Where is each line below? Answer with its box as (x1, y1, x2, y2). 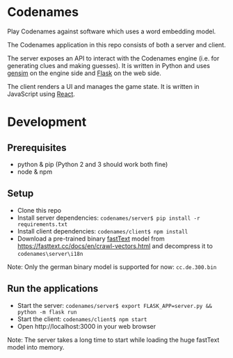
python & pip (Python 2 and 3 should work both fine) (17, 160, 168, 168)
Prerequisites (7, 142, 67, 154)
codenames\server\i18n (17, 250, 83, 257)
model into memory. (7, 343, 65, 351)
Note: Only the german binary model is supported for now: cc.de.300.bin (7, 262, 217, 271)
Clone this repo (17, 206, 61, 214)
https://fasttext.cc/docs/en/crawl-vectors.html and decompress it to (17, 241, 214, 250)
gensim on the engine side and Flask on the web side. (7, 69, 161, 77)
